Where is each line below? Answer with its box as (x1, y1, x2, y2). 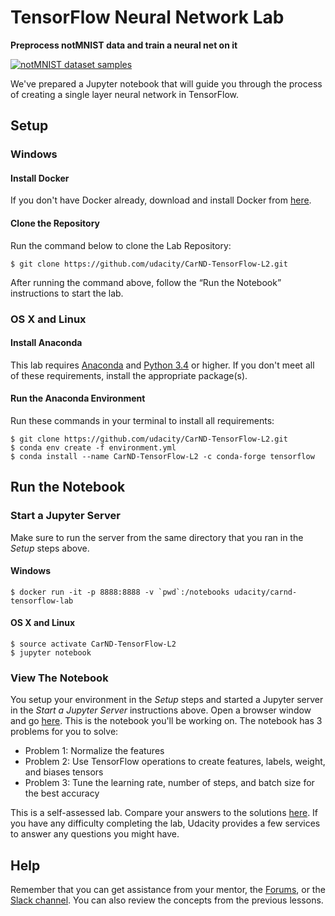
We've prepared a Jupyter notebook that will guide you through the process (10, 77, 323, 90)
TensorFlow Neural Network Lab (10, 6, 285, 29)
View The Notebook (10, 671, 109, 685)
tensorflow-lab (10, 596, 74, 606)
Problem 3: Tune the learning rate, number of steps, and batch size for (24, 777, 315, 789)
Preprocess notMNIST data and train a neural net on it (10, 39, 238, 51)
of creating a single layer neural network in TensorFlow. (10, 88, 240, 100)
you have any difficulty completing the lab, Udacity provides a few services (10, 817, 321, 830)
